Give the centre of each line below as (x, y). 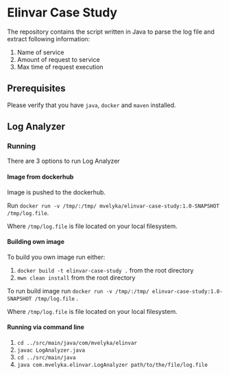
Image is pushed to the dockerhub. (57, 192)
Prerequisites (36, 88)
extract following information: (49, 38)
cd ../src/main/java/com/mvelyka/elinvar (77, 343)
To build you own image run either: (56, 257)
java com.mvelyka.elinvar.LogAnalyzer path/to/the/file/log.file (112, 365)
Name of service (40, 52)
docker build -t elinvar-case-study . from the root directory (105, 270)
